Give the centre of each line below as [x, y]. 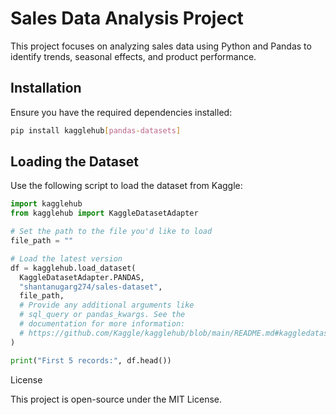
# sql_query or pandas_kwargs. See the [102, 315]
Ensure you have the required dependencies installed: [121, 112]
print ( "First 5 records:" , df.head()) [91, 360]
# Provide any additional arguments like [107, 305]
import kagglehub [46, 204]
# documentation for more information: [102, 324]
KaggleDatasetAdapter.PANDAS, [82, 277]
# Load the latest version [66, 258]
